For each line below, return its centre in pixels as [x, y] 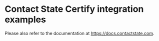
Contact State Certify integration [74, 9]
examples [25, 20]
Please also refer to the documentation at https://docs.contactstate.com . [79, 33]
